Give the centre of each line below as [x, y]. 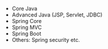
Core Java [24, 9]
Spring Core [27, 21]
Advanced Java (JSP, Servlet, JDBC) [57, 15]
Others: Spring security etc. [46, 40]
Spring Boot [27, 34]
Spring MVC [27, 27]
